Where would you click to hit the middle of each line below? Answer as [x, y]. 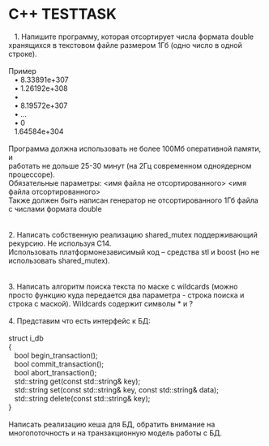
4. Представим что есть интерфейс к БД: [80, 320]
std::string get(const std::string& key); [77, 381]
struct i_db [26, 338]
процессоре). [32, 174]
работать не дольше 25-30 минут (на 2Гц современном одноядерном [130, 165]
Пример [22, 71]
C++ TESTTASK [63, 14]
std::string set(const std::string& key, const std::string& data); [116, 389]
